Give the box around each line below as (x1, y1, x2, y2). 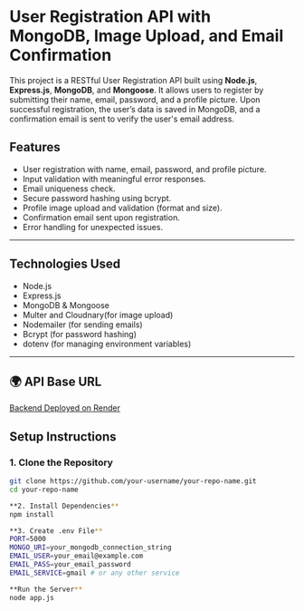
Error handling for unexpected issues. (22, 221, 164, 232)
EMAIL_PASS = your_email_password (9, 560, 131, 569)
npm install (9, 509, 54, 519)
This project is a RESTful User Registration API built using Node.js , (9, 74, 258, 85)
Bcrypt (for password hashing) (22, 328, 138, 339)
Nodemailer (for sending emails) (22, 319, 143, 330)
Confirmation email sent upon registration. (22, 211, 181, 223)
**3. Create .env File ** (9, 526, 103, 536)
